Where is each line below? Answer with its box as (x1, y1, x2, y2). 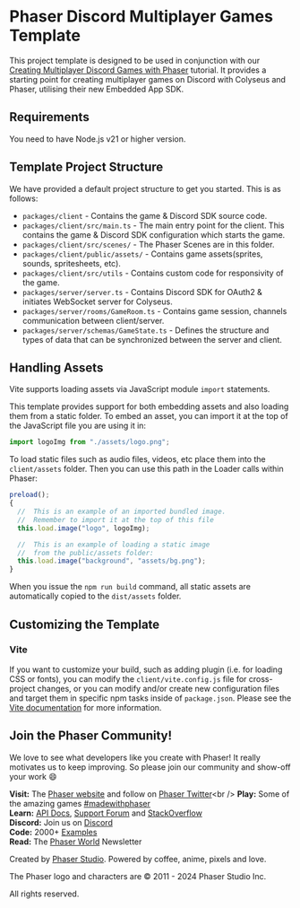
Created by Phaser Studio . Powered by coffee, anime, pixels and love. (9, 853, 267, 864)
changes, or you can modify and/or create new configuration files (37, 683, 280, 694)
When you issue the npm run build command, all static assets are (9, 581, 251, 592)
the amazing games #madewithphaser (9, 798, 150, 808)
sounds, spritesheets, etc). (21, 258, 121, 268)
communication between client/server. (21, 315, 165, 326)
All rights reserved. (9, 888, 80, 899)
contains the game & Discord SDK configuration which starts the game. (21, 229, 286, 240)
